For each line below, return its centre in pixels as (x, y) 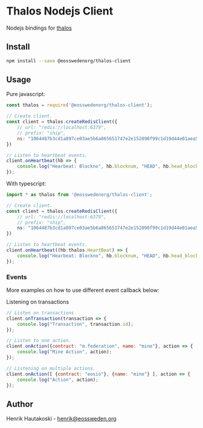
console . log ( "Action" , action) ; (58, 380)
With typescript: (26, 184)
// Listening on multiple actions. (51, 368)
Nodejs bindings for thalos (39, 28)
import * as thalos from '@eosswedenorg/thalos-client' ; (79, 195)
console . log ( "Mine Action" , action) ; (65, 352)
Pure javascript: (26, 94)
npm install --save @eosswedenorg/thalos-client (69, 61)
